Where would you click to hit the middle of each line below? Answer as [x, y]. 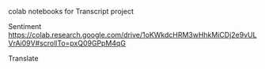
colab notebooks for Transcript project [71, 11]
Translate [23, 58]
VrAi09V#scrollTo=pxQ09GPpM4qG [67, 43]
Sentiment [25, 26]
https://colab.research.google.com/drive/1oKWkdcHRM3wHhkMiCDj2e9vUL [132, 35]
